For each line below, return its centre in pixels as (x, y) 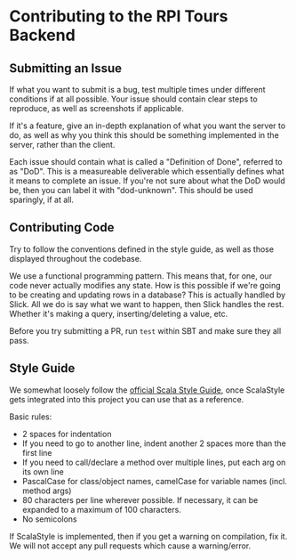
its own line (43, 471)
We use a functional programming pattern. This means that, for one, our (141, 276)
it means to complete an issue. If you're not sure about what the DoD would (148, 181)
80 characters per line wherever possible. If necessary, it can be (140, 499)
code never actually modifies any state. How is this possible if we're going (145, 285)
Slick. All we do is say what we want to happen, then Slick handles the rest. (147, 304)
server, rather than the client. (62, 145)
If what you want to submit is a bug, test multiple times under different (137, 89)
